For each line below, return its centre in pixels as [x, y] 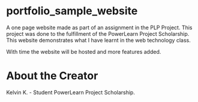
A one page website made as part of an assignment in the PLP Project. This [99, 27]
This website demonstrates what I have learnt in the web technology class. [98, 40]
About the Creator [52, 76]
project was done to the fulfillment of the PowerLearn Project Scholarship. [98, 33]
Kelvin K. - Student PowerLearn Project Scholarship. [70, 92]
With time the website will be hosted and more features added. [84, 51]
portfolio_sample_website [72, 11]
